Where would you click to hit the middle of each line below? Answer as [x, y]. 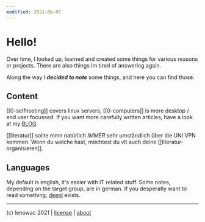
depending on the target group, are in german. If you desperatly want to [97, 189]
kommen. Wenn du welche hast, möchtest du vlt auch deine [81, 142]
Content [22, 96]
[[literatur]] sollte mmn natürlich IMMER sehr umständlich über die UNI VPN [101, 136]
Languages [28, 168]
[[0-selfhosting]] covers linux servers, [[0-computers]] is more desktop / [98, 111]
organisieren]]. [25, 148]
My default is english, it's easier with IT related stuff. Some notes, [88, 182]
